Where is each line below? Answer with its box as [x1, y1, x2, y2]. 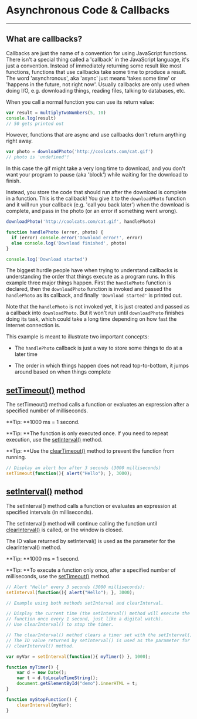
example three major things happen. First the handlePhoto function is [6, 279, 172, 286]
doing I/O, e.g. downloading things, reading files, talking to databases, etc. [6, 87, 186, 94]
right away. [6, 137, 33, 144]
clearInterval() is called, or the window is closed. [6, 526, 124, 533]
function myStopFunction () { [6, 696, 77, 703]
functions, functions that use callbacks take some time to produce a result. [6, 68, 186, 75]
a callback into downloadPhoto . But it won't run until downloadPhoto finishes [6, 309, 184, 317]
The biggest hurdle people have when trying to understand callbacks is [6, 267, 178, 274]
